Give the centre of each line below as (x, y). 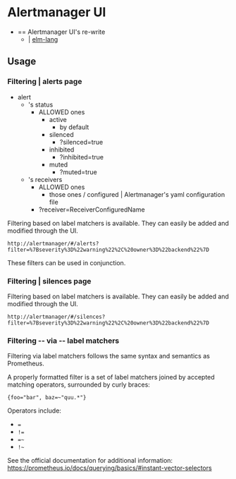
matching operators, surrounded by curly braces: (79, 384)
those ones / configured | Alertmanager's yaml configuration (137, 194)
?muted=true (78, 172)
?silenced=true (81, 142)
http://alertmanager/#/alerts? (53, 243)
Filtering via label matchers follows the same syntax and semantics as (108, 356)
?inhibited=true (82, 157)
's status (41, 104)
